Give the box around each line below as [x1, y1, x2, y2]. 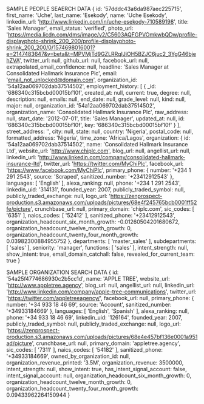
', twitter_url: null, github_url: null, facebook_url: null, [19, 57, 149, 64]
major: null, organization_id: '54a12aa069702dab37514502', [6, 102, 156, 109]
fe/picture [6, 205, 31, 212]
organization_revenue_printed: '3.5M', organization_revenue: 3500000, [6, 359, 184, 366]
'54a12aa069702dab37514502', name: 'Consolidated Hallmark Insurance [6, 141, 188, 148]
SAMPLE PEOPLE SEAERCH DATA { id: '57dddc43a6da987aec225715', [6, 5, 183, 12]
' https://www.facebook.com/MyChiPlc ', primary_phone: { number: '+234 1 [6, 166, 191, 174]
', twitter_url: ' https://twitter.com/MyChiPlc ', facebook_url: [39, 160, 184, 167]
